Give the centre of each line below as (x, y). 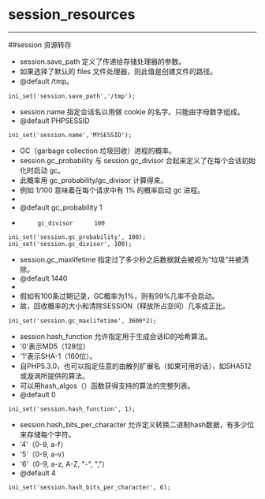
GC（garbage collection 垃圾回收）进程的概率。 (97, 151)
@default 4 (38, 473)
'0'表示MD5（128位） (54, 346)
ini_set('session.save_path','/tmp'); (72, 96)
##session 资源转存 (40, 44)
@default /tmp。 (46, 81)
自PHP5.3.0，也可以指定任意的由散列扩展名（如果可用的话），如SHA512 (136, 366)
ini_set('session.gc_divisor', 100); (70, 244)
